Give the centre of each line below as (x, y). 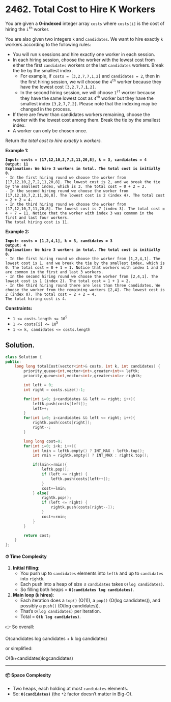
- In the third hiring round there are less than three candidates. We (83, 285)
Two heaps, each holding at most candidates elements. (70, 688)
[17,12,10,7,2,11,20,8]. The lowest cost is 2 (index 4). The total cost (85, 195)
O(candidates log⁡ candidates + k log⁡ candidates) (56, 639)
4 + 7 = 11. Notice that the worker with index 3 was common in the (79, 213)
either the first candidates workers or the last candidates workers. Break (88, 65)
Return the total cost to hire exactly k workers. (54, 141)
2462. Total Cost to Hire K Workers (80, 9)
